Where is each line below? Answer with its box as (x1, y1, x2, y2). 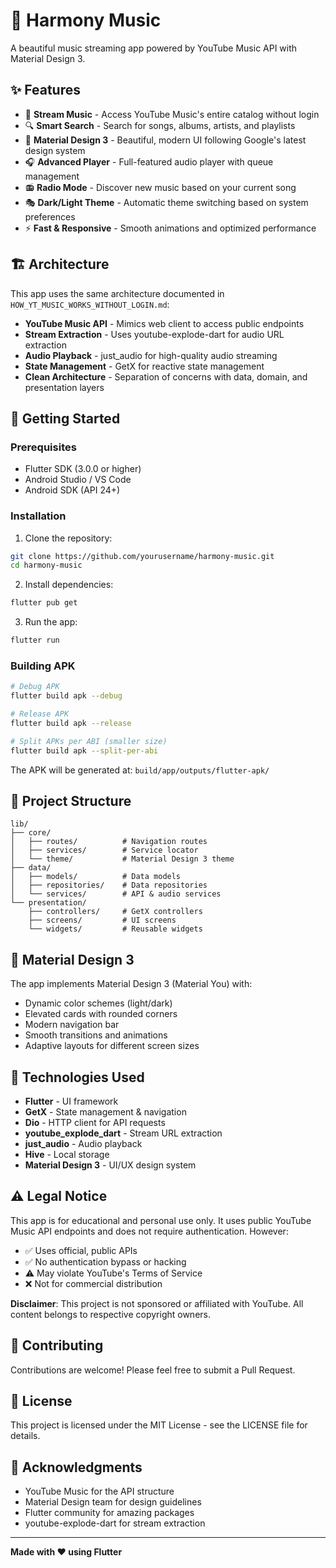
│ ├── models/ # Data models (10, 872, 182, 882)
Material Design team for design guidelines (24, 1496, 202, 1508)
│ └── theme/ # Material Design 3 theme (10, 854, 235, 864)
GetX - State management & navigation (24, 1106, 187, 1118)
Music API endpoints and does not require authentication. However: (10, 1225, 289, 1237)
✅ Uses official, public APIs (24, 1244, 138, 1256)
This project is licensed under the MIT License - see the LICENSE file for (10, 1419, 308, 1431)
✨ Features (10, 82, 81, 99)
